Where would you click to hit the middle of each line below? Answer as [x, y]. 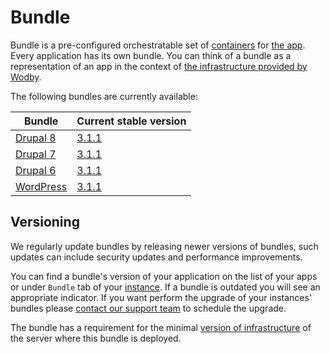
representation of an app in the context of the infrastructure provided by [159, 66]
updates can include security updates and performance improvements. [156, 257]
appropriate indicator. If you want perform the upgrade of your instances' [161, 297]
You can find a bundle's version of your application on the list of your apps [164, 276]
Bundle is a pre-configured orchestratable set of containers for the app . [158, 45]
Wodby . [26, 77]
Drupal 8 [36, 138]
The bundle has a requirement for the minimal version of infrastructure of [161, 327]
